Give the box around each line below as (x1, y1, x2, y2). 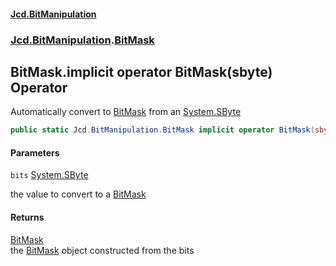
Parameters (10, 146, 60, 159)
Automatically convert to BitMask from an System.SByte (10, 106, 242, 118)
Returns (10, 211, 45, 223)
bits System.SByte (10, 169, 89, 181)
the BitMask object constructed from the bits (10, 244, 195, 256)
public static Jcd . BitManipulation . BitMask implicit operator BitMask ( (10, 125, 315, 135)
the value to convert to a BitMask (10, 188, 147, 200)
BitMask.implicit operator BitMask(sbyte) (10, 63, 273, 80)
